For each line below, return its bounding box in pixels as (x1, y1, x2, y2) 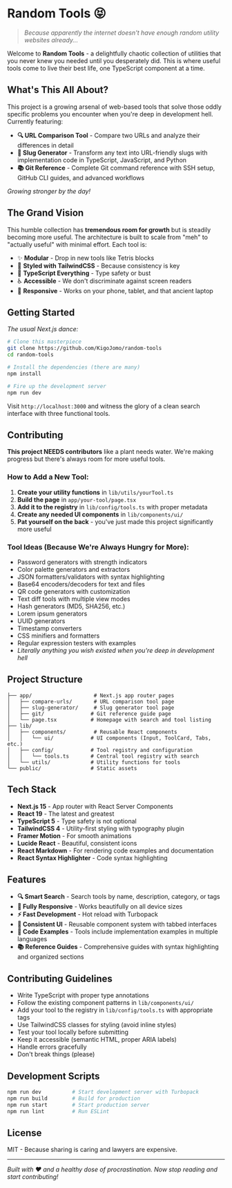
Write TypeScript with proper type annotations (17, 991, 150, 999)
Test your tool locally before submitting (17, 1028, 129, 1036)
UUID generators (17, 616, 66, 625)
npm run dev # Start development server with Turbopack (7, 1088, 199, 1095)
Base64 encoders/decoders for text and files (17, 579, 146, 588)
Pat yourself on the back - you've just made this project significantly (17, 517, 214, 525)
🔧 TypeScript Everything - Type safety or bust (17, 269, 151, 277)
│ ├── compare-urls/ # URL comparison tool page (7, 698, 175, 705)
